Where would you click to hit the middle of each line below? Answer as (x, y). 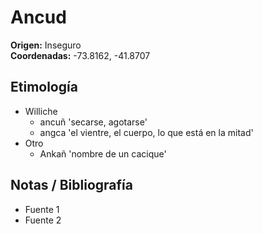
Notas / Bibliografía (71, 185)
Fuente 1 (42, 209)
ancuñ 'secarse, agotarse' (93, 122)
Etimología (44, 87)
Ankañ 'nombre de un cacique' (103, 153)
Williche (41, 111)
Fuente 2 (43, 220)
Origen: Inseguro (46, 45)
